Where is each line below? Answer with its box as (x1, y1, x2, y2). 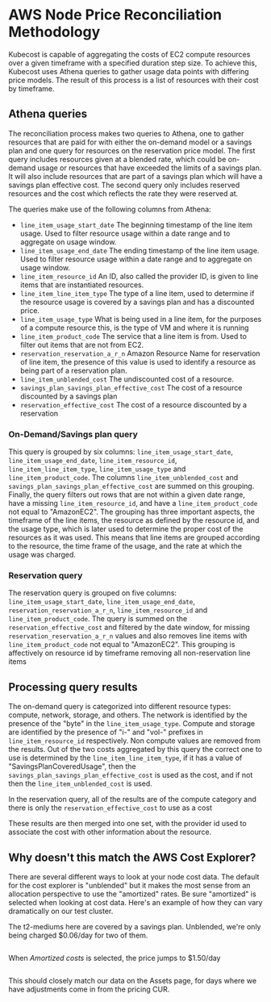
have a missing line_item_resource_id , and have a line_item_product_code (8, 499, 258, 508)
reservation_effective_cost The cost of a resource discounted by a (19, 399, 248, 409)
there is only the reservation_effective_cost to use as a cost (8, 803, 212, 812)
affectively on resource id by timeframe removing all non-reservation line (8, 648, 251, 658)
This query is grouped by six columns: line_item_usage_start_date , (8, 447, 234, 457)
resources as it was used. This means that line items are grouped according (8, 532, 261, 542)
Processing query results (8, 680, 138, 694)
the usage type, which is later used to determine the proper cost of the (8, 524, 244, 534)
